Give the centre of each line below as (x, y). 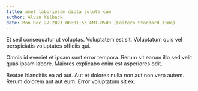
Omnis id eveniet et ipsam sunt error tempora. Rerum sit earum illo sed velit (99, 58)
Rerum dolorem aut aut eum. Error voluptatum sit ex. (71, 81)
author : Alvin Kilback (34, 17)
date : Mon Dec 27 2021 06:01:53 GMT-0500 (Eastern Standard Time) (91, 23)
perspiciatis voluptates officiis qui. (49, 46)
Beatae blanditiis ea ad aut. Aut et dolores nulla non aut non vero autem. (95, 76)
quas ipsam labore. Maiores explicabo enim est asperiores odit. (85, 64)
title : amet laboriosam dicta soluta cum (59, 12)
